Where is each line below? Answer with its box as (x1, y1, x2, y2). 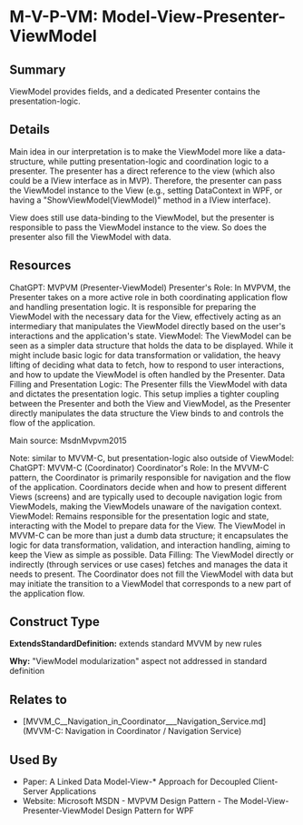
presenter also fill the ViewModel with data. (9, 231, 171, 242)
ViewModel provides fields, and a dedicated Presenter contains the (9, 86, 260, 96)
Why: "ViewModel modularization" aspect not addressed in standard (9, 656, 268, 667)
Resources (9, 257, 72, 274)
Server (22, 786, 48, 797)
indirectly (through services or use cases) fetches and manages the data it (9, 558, 288, 569)
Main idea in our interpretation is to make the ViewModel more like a (9, 146, 264, 156)
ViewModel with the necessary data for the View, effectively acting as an (9, 311, 281, 322)
